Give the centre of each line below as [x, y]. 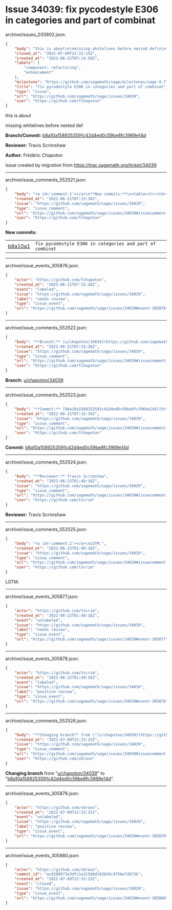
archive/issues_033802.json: [36, 34]
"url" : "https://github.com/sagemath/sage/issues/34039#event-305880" [91, 898]
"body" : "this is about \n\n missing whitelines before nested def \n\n [90, 49]
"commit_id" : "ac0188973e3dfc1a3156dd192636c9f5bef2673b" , [79, 874]
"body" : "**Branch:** [37, 342]
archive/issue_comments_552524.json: [46, 462]
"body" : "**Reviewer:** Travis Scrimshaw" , [62, 476]
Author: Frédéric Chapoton [34, 155]
